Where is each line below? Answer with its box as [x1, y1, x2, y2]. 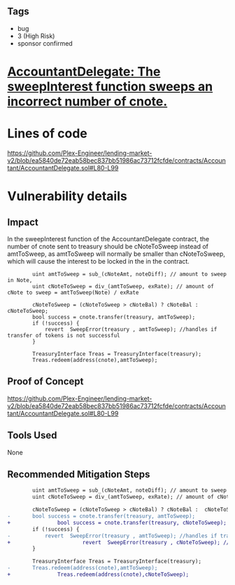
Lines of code [7, 126, 87, 142]
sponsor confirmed [17, 39, 73, 48]
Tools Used [7, 429, 57, 441]
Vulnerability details [7, 189, 127, 204]
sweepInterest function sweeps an [7, 79, 213, 94]
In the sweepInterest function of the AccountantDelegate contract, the [7, 234, 210, 243]
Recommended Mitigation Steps [7, 468, 150, 480]
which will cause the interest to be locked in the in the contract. [7, 257, 190, 265]
